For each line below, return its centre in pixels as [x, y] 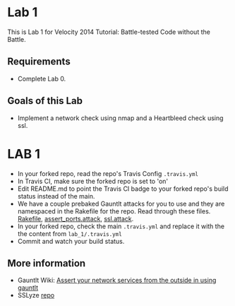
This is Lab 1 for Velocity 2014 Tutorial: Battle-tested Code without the [109, 32]
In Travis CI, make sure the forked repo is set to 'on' [93, 181]
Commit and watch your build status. [71, 241]
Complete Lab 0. [42, 78]
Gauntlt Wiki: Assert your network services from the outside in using [117, 281]
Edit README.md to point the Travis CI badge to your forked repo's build [123, 189]
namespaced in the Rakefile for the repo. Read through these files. [114, 211]
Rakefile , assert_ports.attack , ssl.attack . [76, 218]
